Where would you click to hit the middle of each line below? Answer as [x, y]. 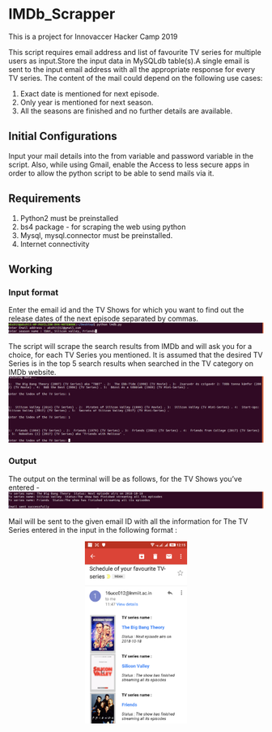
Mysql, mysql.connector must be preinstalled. [96, 235]
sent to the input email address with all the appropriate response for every [132, 69]
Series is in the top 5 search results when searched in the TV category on [131, 363]
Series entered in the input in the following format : [93, 530]
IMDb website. [32, 372]
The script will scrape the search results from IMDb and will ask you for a [130, 346]
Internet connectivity [55, 244]
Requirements [45, 199]
